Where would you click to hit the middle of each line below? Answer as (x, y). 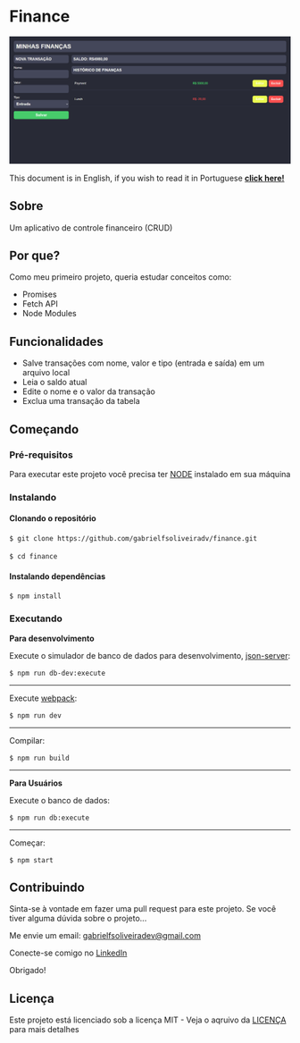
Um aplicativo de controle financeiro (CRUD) (91, 227)
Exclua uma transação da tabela (81, 401)
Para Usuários (36, 783)
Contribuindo (47, 887)
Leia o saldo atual (54, 383)
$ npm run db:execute (50, 818)
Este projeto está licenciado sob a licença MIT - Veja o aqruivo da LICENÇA (148, 1020)
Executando (36, 618)
